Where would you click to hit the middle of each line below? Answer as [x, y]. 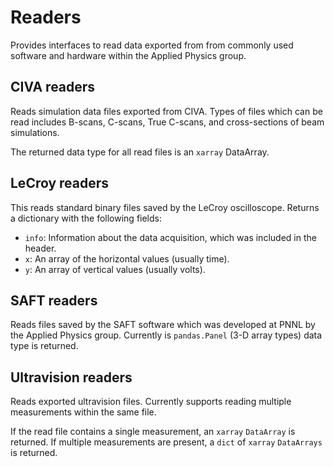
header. [40, 248]
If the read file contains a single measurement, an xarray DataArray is [153, 432]
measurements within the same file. [83, 412]
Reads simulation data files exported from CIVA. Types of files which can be [166, 111]
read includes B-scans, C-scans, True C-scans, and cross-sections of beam [167, 122]
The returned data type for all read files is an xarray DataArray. [140, 152]
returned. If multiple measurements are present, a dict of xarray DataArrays [166, 442]
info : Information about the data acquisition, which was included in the [170, 237]
